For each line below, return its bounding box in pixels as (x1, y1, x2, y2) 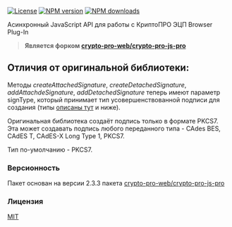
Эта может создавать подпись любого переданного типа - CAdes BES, (7, 124, 221, 133)
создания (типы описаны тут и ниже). (7, 103, 121, 111)
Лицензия (7, 197, 44, 207)
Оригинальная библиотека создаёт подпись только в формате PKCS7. (7, 116, 219, 125)
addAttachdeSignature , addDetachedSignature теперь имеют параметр (7, 88, 221, 97)
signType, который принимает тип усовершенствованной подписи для (7, 95, 220, 104)
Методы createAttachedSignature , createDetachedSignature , (7, 80, 187, 89)
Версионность (7, 163, 60, 173)
